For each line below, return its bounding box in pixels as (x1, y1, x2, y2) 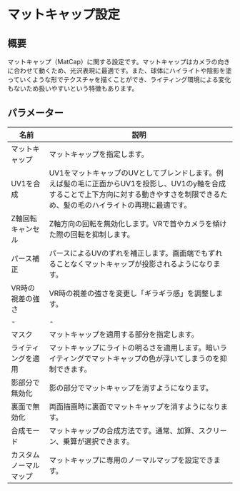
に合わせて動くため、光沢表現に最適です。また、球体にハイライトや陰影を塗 (7, 66, 232, 75)
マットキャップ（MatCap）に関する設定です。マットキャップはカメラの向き (7, 58, 231, 66)
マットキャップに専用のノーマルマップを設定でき (49, 455, 214, 465)
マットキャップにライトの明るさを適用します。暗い (49, 343, 220, 353)
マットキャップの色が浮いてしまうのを (91, 353, 220, 363)
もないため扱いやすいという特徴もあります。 (7, 84, 139, 93)
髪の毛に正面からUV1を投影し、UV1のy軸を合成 (63, 178, 226, 188)
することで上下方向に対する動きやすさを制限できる (49, 189, 221, 199)
